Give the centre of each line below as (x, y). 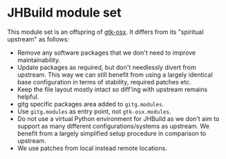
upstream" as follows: (38, 39)
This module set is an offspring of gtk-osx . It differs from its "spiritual (105, 32)
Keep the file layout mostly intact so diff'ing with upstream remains (112, 89)
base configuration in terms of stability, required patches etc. (104, 82)
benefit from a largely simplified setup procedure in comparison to (112, 133)
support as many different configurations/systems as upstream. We (113, 126)
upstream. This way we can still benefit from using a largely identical (115, 75)
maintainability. (39, 59)
